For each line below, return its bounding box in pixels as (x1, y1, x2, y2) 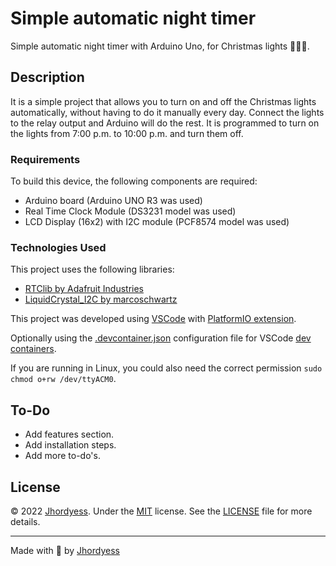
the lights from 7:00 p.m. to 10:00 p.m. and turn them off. (10, 127, 244, 139)
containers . (10, 343, 57, 355)
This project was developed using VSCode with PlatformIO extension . (10, 313, 297, 325)
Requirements (10, 152, 81, 166)
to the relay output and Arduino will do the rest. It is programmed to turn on (10, 117, 320, 129)
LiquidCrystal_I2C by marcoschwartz (24, 293, 178, 306)
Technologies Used (10, 240, 107, 254)
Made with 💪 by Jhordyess (10, 544, 120, 556)
